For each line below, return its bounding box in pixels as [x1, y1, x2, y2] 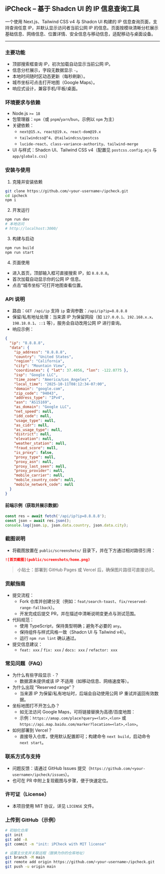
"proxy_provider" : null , [14, 468, 65, 473]
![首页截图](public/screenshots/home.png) [5, 557, 90, 562]
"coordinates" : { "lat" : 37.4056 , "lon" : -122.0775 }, [14, 368, 129, 373]
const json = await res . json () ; [5, 518, 71, 523]
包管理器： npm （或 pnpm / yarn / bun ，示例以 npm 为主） [12, 116, 117, 122]
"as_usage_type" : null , [14, 427, 63, 432]
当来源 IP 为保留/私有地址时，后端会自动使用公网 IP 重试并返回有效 [19, 690, 155, 696]
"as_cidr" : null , [14, 423, 50, 428]
